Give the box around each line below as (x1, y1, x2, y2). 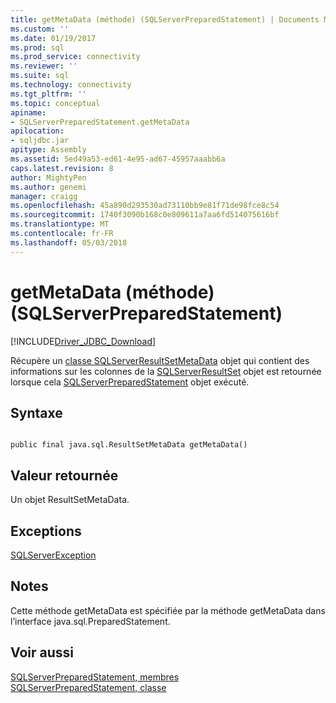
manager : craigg (10, 191, 78, 201)
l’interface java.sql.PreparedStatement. (10, 615, 171, 627)
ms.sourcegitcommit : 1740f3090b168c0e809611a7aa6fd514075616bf (10, 210, 280, 220)
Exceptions (10, 522, 82, 540)
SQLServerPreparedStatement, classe (10, 681, 167, 693)
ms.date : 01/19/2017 (10, 33, 97, 43)
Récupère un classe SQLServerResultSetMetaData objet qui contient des (10, 354, 310, 366)
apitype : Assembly (10, 145, 87, 155)
